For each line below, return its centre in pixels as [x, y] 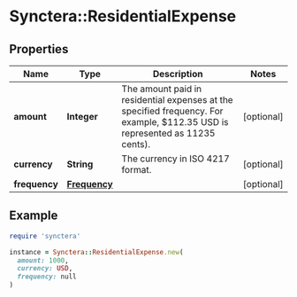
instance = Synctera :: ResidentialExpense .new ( [96, 252]
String [80, 164]
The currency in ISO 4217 [175, 159]
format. [137, 170]
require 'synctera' [45, 236]
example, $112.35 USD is [175, 122]
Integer [83, 117]
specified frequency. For [172, 111]
